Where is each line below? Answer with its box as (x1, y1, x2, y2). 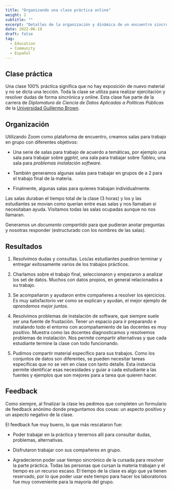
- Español (10, 50, 31, 56)
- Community (10, 46, 36, 51)
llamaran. (5, 212, 25, 218)
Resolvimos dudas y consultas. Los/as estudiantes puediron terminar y (12, 256, 162, 262)
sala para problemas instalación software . (12, 160, 102, 166)
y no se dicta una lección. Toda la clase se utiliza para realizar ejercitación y (5, 88, 165, 95)
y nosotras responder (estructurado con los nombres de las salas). (5, 227, 146, 233)
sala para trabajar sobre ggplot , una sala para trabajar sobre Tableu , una (12, 155, 166, 161)
